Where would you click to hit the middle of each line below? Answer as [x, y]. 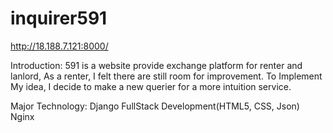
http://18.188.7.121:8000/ [59, 46]
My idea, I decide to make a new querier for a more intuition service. [151, 86]
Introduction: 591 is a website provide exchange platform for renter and [156, 65]
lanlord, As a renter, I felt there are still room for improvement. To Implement [166, 76]
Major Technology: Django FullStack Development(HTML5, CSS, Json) [155, 106]
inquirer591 [59, 18]
